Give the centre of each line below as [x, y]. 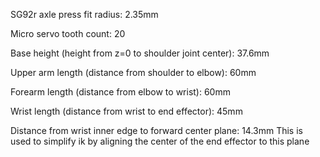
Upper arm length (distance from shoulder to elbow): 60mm [133, 72]
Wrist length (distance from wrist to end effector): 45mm [126, 111]
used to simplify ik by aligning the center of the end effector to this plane [160, 141]
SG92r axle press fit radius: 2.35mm [84, 14]
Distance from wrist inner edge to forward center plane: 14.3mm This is [156, 130]
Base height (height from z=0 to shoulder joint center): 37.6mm [140, 53]
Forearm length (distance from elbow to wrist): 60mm [120, 92]
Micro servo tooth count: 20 [68, 33]
